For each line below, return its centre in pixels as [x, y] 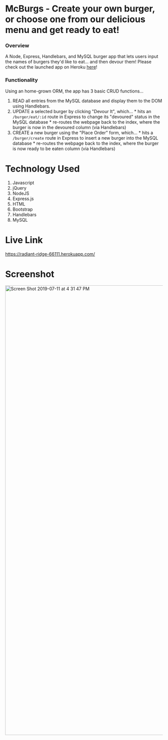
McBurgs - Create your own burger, [80, 9]
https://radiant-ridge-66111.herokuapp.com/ [50, 254]
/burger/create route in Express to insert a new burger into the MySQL [85, 138]
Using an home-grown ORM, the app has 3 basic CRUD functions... [74, 91]
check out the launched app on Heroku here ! [51, 67]
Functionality [22, 80]
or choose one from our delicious [75, 19]
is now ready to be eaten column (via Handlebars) [64, 149]
